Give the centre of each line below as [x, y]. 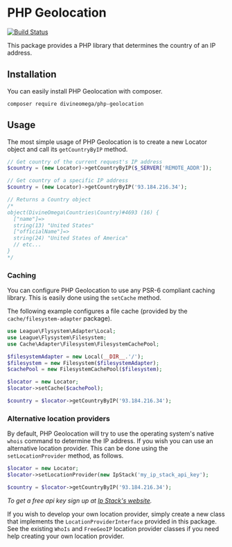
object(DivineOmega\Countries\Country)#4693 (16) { [83, 213]
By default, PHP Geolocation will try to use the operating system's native [111, 433]
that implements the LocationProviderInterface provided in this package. [112, 521]
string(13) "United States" [54, 225]
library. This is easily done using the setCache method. [84, 298]
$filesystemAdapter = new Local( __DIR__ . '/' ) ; [75, 357]
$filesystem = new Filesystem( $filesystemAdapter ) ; [83, 363]
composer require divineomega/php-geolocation [75, 104]
